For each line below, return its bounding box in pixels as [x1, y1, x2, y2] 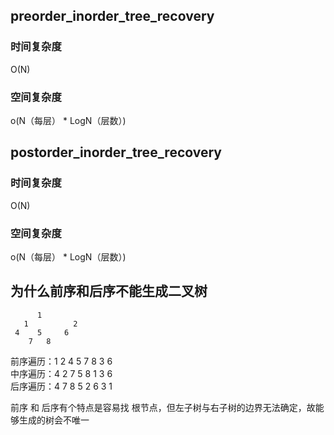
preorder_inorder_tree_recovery [10, 8, 215, 25]
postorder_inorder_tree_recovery [10, 144, 222, 161]
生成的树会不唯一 [18, 414, 90, 426]
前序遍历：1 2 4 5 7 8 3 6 [10, 355, 113, 367]
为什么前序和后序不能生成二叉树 [10, 283, 208, 300]
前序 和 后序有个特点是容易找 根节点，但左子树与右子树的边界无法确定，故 [10, 401, 316, 413]
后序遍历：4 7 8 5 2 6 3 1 [10, 380, 113, 392]
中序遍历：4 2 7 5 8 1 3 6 [10, 367, 113, 379]
